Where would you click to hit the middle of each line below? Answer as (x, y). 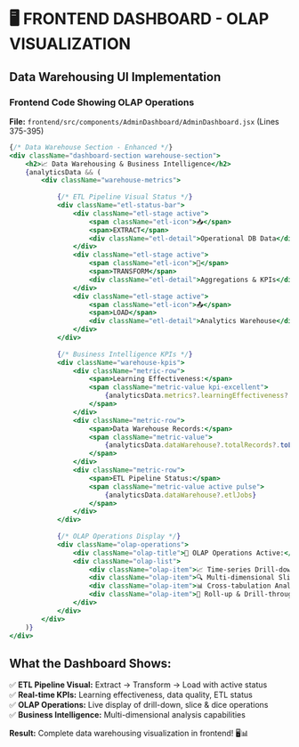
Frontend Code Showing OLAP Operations (102, 102)
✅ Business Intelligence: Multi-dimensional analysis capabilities (128, 715)
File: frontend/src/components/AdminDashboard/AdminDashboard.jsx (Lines (145, 121)
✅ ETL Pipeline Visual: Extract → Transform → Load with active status (138, 685)
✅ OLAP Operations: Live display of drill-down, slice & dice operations (139, 705)
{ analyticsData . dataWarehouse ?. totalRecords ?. (192, 445)
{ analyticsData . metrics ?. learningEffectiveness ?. (198, 396)
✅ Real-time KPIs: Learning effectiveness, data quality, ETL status (131, 695)
